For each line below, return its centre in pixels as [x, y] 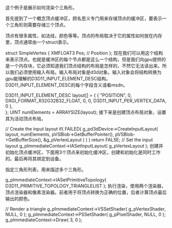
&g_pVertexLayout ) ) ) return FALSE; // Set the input [98, 140]
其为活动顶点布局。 [26, 119]
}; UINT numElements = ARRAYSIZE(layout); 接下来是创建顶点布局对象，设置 [86, 112]
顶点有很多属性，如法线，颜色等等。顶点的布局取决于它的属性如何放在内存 [84, 36]
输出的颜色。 [19, 199]
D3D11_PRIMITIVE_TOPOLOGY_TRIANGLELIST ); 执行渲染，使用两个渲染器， [86, 186]
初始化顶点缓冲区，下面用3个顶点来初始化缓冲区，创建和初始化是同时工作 [83, 152]
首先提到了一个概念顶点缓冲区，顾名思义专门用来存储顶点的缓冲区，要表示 [84, 18]
